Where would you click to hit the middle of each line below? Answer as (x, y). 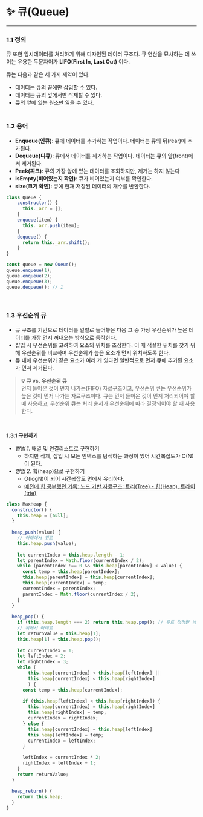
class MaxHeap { (27, 504)
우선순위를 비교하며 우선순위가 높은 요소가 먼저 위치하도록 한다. (96, 352)
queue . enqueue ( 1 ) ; (29, 270)
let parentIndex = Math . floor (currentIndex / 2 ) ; (81, 560)
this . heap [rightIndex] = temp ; (67, 713)
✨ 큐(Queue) (38, 12)
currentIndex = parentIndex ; (59, 588)
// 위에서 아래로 (35, 628)
